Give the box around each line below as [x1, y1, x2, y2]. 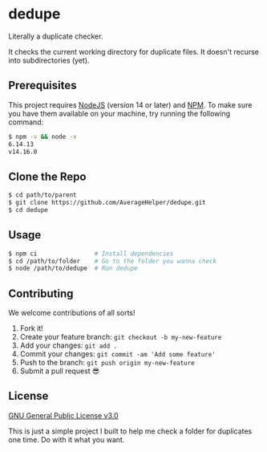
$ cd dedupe [8, 206, 48, 214]
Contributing [8, 287, 74, 300]
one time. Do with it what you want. [8, 434, 125, 444]
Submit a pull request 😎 [19, 366, 100, 376]
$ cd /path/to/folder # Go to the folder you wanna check [8, 257, 217, 265]
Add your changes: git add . [19, 340, 118, 350]
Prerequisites [8, 79, 77, 92]
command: [8, 117, 44, 127]
